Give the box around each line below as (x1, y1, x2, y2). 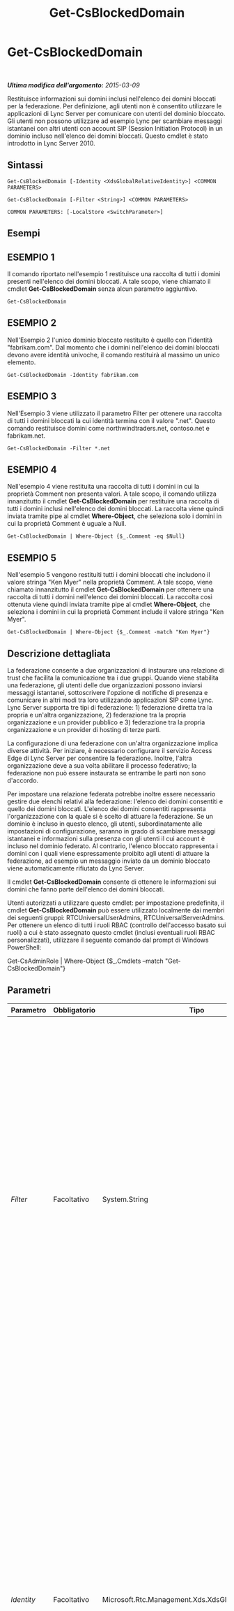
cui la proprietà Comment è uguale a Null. (7, 520, 127, 528)
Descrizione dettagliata (7, 647, 111, 659)
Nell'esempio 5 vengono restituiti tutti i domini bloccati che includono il (7, 571, 210, 579)
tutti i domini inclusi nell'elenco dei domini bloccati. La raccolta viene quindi (7, 505, 224, 513)
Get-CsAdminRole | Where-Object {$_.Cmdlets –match (7, 957, 164, 966)
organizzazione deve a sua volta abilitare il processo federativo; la (7, 761, 197, 770)
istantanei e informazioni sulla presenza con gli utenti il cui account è (7, 834, 205, 843)
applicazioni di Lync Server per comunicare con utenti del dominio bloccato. (7, 109, 226, 117)
